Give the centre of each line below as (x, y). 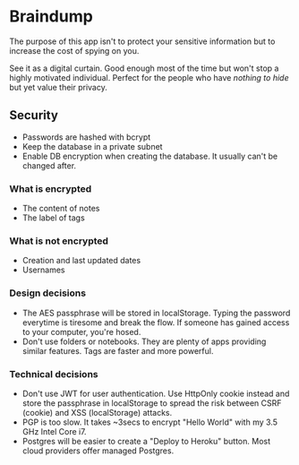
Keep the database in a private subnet (92, 146)
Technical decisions (54, 374)
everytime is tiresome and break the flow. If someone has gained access (156, 322)
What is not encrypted (59, 241)
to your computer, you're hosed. (81, 332)
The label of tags (53, 218)
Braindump (51, 17)
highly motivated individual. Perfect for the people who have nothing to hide (149, 77)
